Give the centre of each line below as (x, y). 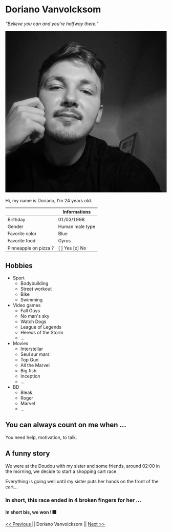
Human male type (77, 226)
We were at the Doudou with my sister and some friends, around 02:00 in (83, 466)
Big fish (28, 371)
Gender (15, 226)
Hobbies (19, 265)
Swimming (31, 300)
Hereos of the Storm (42, 333)
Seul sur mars (35, 354)
